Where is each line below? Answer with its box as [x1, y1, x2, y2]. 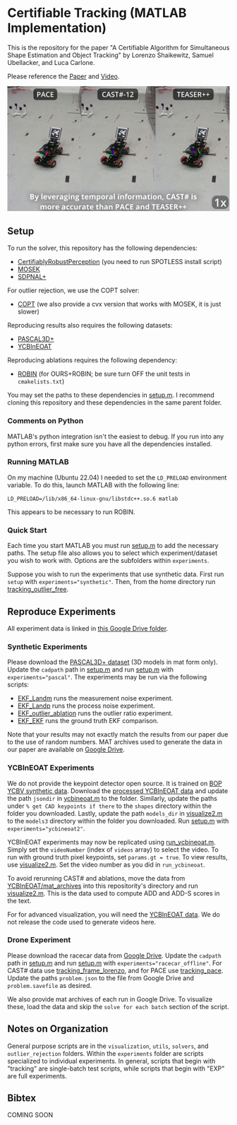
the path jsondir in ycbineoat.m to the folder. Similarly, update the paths [7, 794, 217, 802]
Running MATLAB [7, 457, 69, 467]
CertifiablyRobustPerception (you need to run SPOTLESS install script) [17, 258, 222, 266]
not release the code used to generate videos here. [7, 917, 157, 926]
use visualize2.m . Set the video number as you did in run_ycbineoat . [7, 860, 206, 869]
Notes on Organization [7, 1023, 109, 1035]
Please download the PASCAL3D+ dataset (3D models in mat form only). [7, 658, 218, 667]
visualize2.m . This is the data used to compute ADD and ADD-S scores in [7, 888, 220, 898]
